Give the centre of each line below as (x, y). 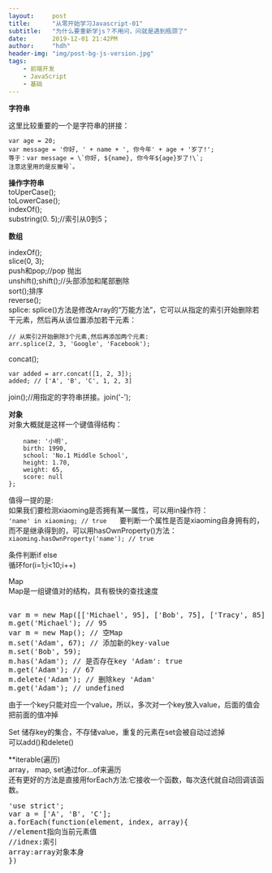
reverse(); (25, 300)
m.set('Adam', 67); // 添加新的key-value (89, 643)
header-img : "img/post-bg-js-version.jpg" (81, 54)
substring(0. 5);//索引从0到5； (59, 218)
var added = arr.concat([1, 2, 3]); (70, 374)
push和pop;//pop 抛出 (45, 270)
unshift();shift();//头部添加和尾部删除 (69, 280)
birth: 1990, (45, 448)
